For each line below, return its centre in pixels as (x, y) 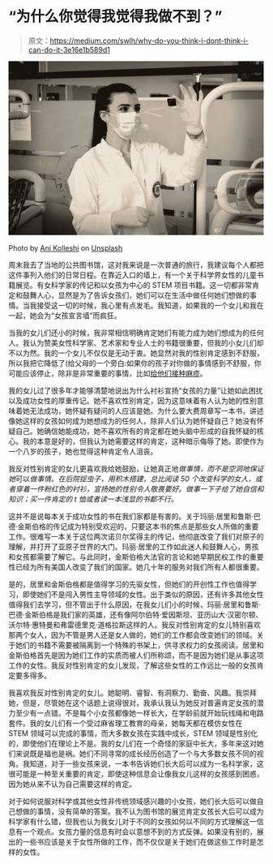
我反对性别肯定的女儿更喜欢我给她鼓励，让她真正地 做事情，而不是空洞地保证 (136, 468)
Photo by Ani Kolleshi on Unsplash (66, 247)
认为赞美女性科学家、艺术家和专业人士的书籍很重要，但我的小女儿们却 (147, 342)
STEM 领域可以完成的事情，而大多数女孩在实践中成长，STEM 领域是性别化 (133, 733)
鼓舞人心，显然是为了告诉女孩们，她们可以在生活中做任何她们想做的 (136, 295)
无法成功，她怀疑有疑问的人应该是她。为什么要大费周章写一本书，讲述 (147, 411)
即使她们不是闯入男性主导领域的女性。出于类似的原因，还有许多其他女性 (143, 594)
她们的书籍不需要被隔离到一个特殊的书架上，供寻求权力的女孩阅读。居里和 (139, 645)
